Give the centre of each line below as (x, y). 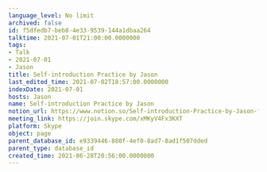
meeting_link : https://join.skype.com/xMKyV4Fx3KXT (95, 119)
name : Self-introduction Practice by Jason (81, 104)
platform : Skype (35, 126)
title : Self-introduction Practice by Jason (83, 75)
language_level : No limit (51, 15)
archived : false (35, 23)
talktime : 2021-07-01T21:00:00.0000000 (74, 38)
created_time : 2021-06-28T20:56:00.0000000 (81, 155)
